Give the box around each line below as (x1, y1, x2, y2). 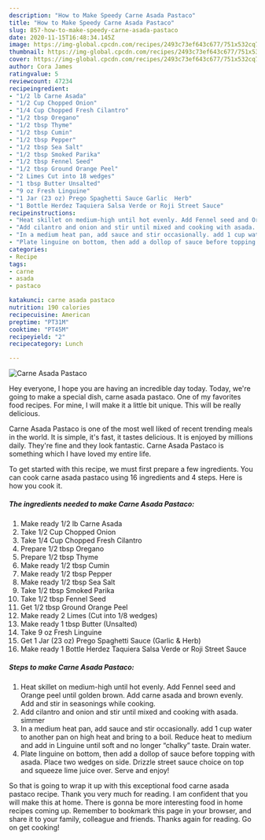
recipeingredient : (9, 84, 69, 93)
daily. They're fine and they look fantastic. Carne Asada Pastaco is (9, 441, 224, 451)
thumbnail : (9, 48, 45, 56)
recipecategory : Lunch (9, 340, 83, 348)
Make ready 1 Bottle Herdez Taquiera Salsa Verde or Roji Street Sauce (20, 644, 247, 654)
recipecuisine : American (9, 311, 90, 319)
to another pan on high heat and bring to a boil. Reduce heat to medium (20, 732, 252, 742)
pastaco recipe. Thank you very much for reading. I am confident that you (9, 790, 248, 799)
